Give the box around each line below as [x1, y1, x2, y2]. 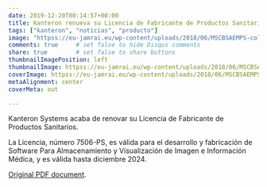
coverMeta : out [8, 85, 59, 93]
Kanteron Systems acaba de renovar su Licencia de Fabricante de [8, 114, 224, 124]
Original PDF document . [8, 170, 87, 179]
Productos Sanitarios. [8, 122, 79, 132]
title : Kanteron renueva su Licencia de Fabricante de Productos [8, 19, 229, 27]
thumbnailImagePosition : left [8, 56, 109, 64]
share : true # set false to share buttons [8, 48, 176, 56]
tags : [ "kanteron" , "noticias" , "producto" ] [8, 26, 158, 34]
